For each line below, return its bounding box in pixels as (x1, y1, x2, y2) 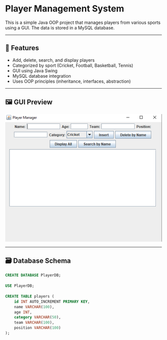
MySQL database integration (12, 73, 71, 79)
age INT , (14, 310, 32, 315)
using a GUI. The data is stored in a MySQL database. (5, 24, 115, 30)
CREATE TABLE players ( (5, 294, 55, 299)
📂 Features (5, 44, 39, 52)
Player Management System (5, 3, 124, 14)
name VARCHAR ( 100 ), (14, 304, 55, 309)
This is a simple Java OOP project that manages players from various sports (5, 19, 161, 25)
